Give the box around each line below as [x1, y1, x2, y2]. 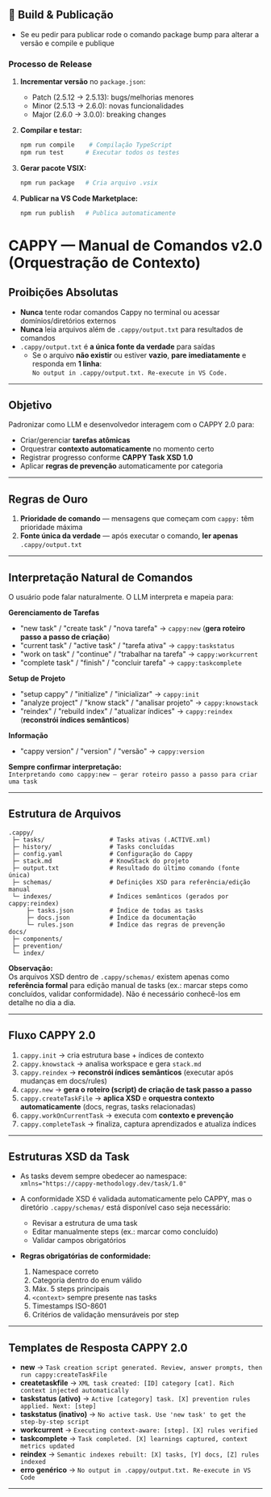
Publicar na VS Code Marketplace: [19, 193, 139, 203]
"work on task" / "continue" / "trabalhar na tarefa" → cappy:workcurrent [19, 649, 259, 659]
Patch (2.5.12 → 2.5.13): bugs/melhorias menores [31, 92, 194, 102]
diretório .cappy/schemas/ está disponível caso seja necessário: [19, 1202, 231, 1212]
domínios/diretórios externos [19, 316, 117, 325]
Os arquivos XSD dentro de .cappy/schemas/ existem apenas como [8, 972, 230, 982]
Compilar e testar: [19, 125, 82, 135]
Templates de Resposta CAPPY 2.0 [8, 1341, 188, 1355]
